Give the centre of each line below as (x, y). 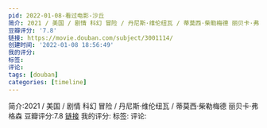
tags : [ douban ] (33, 75)
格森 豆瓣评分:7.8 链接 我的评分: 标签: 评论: (77, 115)
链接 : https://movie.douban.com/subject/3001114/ (91, 38)
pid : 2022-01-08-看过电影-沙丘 (56, 16)
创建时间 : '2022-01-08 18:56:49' (61, 45)
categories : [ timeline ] (48, 82)
